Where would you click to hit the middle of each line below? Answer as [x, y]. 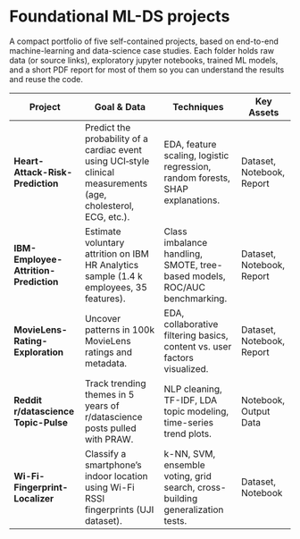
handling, [183, 254]
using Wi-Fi [110, 487]
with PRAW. [109, 439]
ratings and [108, 352]
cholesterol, [109, 206]
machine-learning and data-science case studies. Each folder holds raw [142, 50]
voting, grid [187, 476]
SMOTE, [181, 265]
